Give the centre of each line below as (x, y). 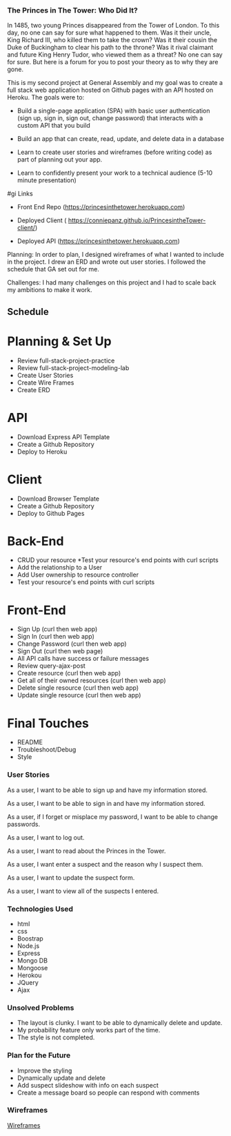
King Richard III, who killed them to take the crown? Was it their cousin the (112, 40)
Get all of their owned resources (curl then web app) (92, 681)
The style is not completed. (56, 1037)
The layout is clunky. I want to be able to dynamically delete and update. (120, 1023)
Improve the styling (44, 1070)
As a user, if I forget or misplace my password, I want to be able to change (113, 816)
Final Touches (48, 723)
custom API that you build (54, 126)
